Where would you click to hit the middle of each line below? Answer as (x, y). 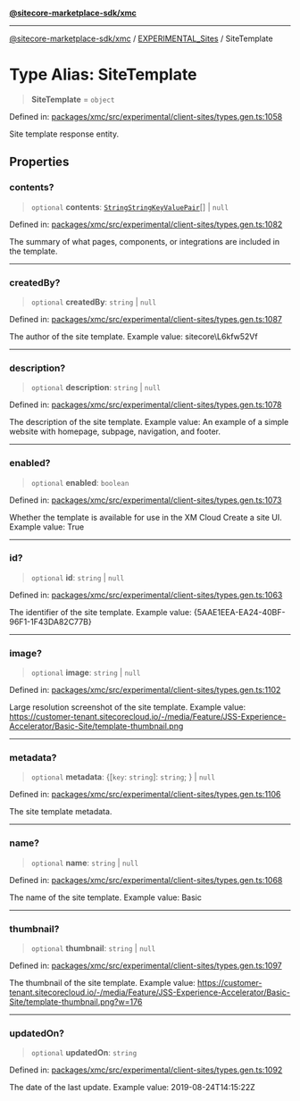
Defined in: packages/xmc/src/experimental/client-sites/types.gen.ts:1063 (146, 595)
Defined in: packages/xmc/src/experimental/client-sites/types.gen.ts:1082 (146, 224)
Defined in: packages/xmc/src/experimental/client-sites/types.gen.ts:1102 (145, 690)
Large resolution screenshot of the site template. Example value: (128, 707)
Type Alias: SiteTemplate (104, 75)
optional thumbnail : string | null (93, 948)
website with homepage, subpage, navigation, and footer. (115, 431)
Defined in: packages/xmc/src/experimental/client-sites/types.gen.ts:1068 (146, 880)
